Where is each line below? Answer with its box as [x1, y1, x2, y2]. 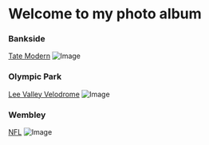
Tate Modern [8, 51, 50, 61]
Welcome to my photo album [8, 5, 202, 23]
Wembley [8, 109, 46, 120]
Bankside [8, 33, 45, 45]
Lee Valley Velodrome [8, 89, 80, 99]
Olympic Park [8, 71, 62, 82]
